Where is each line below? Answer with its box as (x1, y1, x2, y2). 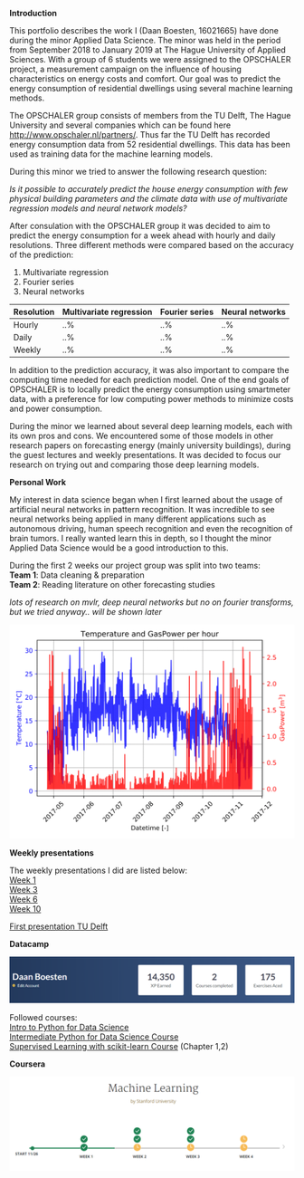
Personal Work (9, 476, 66, 487)
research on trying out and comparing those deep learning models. (9, 459, 260, 470)
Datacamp (9, 938, 50, 949)
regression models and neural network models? (9, 203, 187, 214)
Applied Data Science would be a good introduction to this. (9, 542, 229, 553)
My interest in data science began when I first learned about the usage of (9, 493, 283, 505)
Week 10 (9, 903, 42, 914)
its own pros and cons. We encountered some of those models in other (9, 430, 274, 441)
